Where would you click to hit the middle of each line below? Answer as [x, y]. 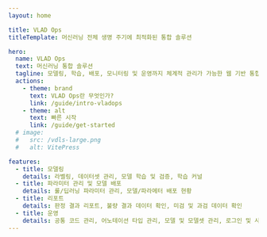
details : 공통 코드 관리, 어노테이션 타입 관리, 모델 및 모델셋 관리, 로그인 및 [137, 220]
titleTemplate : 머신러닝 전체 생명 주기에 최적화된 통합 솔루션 [100, 37]
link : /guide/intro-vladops [76, 103]
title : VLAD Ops [35, 30]
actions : [30, 81]
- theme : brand [48, 88]
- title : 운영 [37, 213]
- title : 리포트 [40, 199]
